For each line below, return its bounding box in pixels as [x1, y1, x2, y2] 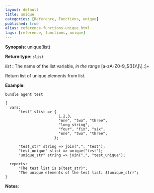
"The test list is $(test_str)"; [18, 166, 88, 171]
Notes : [5, 183, 19, 189]
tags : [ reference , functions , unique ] [5, 30, 85, 35]
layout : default [5, 7, 39, 12]
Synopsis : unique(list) [5, 44, 51, 50]
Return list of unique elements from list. [5, 73, 86, 78]
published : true [5, 21, 39, 26]
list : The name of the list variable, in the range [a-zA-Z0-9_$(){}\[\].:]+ [5, 63, 150, 69]
